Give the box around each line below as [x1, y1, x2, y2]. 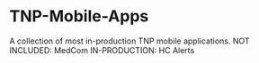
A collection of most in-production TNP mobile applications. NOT [9, 35, 250, 46]
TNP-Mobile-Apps [9, 6, 149, 27]
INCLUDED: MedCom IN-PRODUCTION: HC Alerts [9, 44, 195, 55]
